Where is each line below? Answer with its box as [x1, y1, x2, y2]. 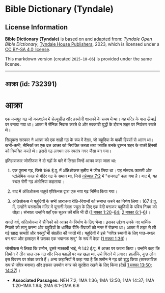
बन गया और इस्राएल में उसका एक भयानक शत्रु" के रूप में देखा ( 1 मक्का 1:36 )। [5, 236, 128, 241]
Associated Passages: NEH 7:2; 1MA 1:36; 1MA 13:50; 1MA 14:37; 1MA [12, 277, 155, 283]
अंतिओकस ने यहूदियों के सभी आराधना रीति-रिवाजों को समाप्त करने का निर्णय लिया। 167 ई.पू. [12, 198, 157, 204]
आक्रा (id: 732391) [5, 80, 57, 88]
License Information [5, 23, 68, 31]
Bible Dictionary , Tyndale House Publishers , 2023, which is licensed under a [5, 41, 160, 47]
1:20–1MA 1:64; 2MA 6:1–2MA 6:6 [12, 283, 80, 289]
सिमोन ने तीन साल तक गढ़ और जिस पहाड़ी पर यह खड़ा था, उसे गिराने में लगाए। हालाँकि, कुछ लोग [5, 251, 156, 257]
